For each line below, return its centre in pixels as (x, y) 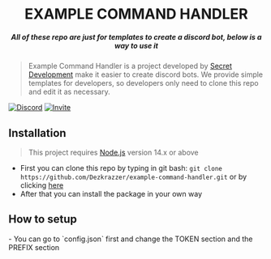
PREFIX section (34, 247)
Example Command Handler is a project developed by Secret (130, 66)
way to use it (136, 45)
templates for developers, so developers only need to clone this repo (143, 83)
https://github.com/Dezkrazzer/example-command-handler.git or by (133, 176)
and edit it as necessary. (69, 92)
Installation (37, 133)
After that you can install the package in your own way (111, 193)
